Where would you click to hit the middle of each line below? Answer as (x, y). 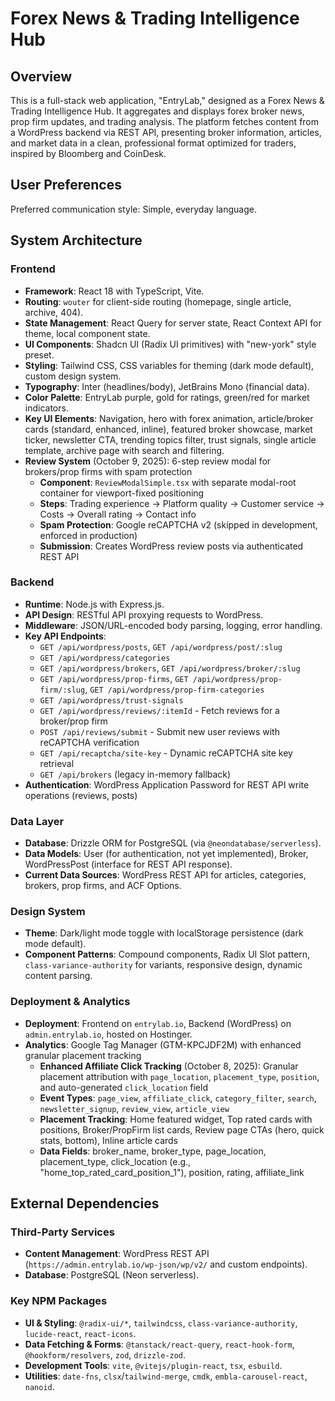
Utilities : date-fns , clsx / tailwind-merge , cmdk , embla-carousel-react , (166, 1376)
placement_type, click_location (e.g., (115, 1161)
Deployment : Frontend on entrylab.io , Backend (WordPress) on (158, 1023)
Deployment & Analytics (70, 1002)
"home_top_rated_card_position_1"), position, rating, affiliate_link (172, 1172)
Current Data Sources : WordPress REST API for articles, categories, (165, 875)
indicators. (46, 408)
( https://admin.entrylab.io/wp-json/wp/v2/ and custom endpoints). (166, 1264)
